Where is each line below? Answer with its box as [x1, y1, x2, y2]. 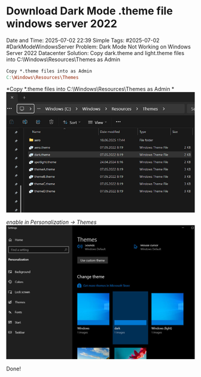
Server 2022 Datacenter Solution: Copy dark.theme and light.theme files [6, 49, 184, 56]
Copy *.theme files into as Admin [6, 68, 93, 74]
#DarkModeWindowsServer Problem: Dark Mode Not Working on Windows [6, 43, 191, 50]
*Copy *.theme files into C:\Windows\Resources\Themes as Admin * [6, 85, 175, 92]
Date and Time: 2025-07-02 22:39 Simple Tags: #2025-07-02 [6, 37, 160, 44]
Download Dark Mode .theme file [6, 4, 173, 18]
